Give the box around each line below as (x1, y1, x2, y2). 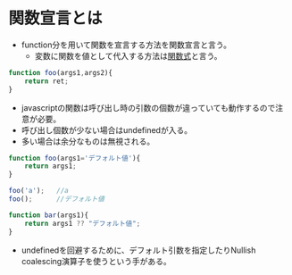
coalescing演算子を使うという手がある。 (21, 255, 171, 266)
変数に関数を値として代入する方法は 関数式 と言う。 (34, 50, 222, 61)
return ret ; (24, 77, 69, 86)
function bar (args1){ (8, 211, 89, 220)
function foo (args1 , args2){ (8, 68, 113, 77)
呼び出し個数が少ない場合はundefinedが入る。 (21, 124, 193, 135)
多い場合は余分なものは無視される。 (21, 136, 155, 146)
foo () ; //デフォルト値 (8, 195, 104, 204)
